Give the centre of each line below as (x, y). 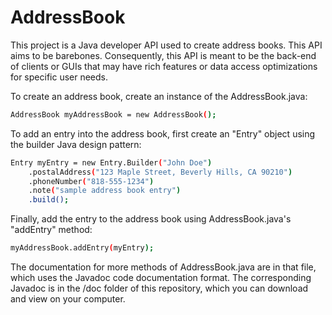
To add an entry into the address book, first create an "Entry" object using (163, 133)
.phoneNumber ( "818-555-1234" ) (91, 181)
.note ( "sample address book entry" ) (105, 191)
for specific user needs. (59, 77)
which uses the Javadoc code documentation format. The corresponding (161, 278)
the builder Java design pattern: (76, 144)
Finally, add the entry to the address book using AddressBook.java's (151, 219)
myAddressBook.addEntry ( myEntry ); (82, 248)
